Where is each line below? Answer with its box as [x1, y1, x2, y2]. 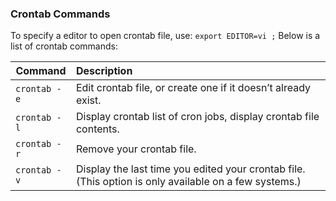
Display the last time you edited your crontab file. [75, 162, 306, 176]
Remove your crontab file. [75, 142, 197, 156]
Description [75, 64, 133, 78]
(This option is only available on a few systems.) [75, 175, 302, 189]
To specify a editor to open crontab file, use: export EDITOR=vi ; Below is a [10, 30, 321, 42]
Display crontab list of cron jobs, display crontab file [75, 110, 320, 124]
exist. [75, 93, 102, 107]
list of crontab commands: [10, 40, 118, 52]
